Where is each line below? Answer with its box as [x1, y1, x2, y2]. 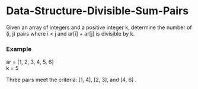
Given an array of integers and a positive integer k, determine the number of [6, 24, 192, 31]
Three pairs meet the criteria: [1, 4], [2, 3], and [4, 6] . [6, 76, 137, 84]
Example [6, 44, 32, 53]
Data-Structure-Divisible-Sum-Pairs [6, 4, 189, 18]
